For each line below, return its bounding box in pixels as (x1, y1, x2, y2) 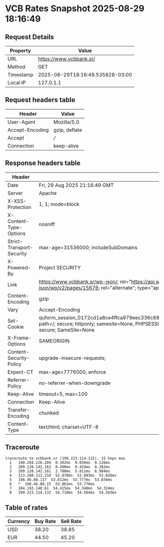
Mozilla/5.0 (53, 118, 80, 125)
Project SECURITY (39, 264, 81, 271)
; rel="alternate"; (98, 284, 137, 291)
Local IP (7, 79, 26, 86)
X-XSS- (7, 197, 27, 204)
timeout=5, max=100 (39, 390, 88, 397)
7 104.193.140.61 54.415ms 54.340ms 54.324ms (9, 486, 115, 491)
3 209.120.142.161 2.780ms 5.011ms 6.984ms (9, 469, 110, 474)
